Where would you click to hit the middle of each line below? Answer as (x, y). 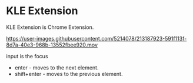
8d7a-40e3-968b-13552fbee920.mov (52, 45)
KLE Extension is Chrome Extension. (50, 27)
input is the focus (27, 56)
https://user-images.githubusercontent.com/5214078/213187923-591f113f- (96, 38)
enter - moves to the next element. (56, 67)
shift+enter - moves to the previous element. (69, 74)
